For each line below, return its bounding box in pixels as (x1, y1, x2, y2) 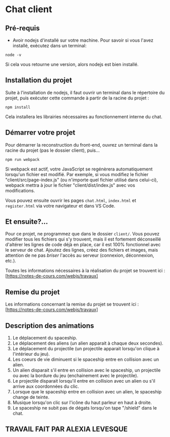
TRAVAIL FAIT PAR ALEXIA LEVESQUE (5, 425, 128, 433)
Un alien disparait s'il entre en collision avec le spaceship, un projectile (12, 367, 161, 374)
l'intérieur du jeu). (12, 351, 50, 357)
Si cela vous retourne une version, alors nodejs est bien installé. (5, 61, 139, 67)
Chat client (5, 4, 52, 15)
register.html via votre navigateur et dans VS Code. (5, 203, 116, 209)
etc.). (5, 258, 16, 264)
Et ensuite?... (5, 217, 48, 226)
